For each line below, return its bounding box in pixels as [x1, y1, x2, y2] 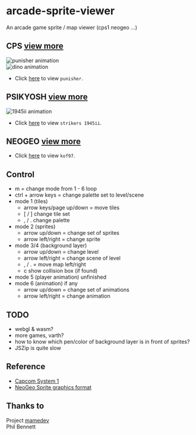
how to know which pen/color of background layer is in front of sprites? [14, 338, 190, 345]
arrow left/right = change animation [23, 292, 111, 300]
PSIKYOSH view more [6, 92, 88, 102]
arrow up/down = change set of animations [23, 286, 129, 294]
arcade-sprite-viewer [6, 4, 115, 18]
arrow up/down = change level [23, 248, 99, 256]
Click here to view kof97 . [14, 152, 75, 159]
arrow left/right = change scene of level [23, 254, 121, 262]
